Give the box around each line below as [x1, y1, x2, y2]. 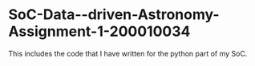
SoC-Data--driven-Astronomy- [8, 6, 220, 24]
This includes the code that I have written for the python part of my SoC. [8, 49, 248, 58]
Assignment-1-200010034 [8, 22, 191, 41]
